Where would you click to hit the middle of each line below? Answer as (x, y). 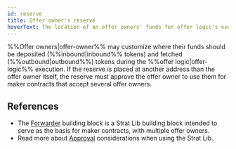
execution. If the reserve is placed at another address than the (125, 69)
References (33, 106)
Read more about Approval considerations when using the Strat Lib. (115, 138)
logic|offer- (192, 62)
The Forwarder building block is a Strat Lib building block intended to (117, 123)
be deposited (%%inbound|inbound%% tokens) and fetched (95, 54)
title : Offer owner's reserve (52, 20)
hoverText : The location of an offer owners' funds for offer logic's (113, 27)
